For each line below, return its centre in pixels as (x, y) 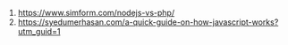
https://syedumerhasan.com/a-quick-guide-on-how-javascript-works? (148, 22)
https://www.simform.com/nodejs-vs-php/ (96, 13)
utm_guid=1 (39, 31)
